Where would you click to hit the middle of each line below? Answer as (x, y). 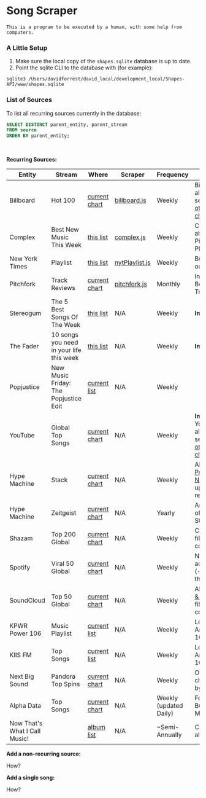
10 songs (65, 335)
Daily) (165, 713)
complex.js (130, 237)
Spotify (20, 568)
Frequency (173, 174)
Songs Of (65, 317)
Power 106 (25, 633)
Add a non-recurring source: (44, 754)
